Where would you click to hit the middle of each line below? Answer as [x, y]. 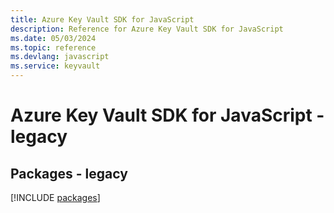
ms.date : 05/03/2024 [53, 38]
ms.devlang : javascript [60, 57]
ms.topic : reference [53, 47]
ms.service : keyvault [55, 66]
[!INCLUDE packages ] [55, 197]
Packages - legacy [69, 173]
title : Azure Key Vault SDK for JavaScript [102, 19]
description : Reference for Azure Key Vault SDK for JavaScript [147, 29]
